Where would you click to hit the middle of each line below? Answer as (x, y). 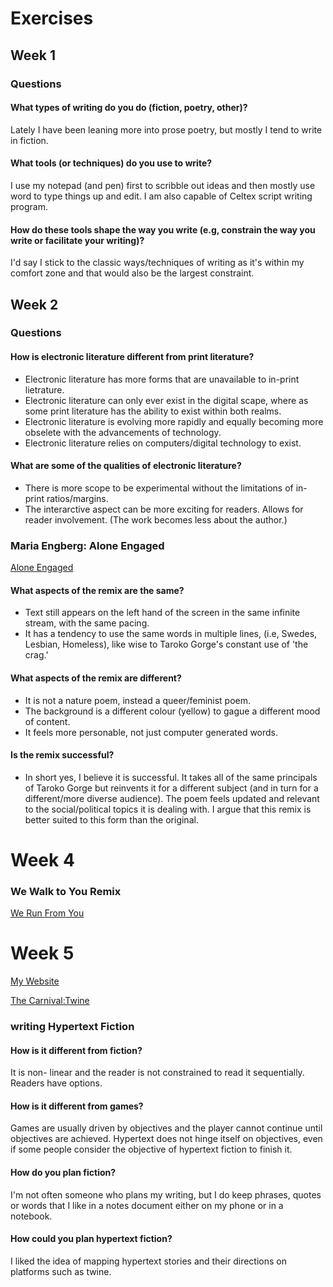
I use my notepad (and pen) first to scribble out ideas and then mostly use (163, 185)
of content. (47, 721)
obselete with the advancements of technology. (123, 432)
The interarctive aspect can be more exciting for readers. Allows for (164, 509)
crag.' (36, 655)
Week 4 (42, 859)
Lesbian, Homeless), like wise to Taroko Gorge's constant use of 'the (166, 644)
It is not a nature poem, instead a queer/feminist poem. (138, 700)
